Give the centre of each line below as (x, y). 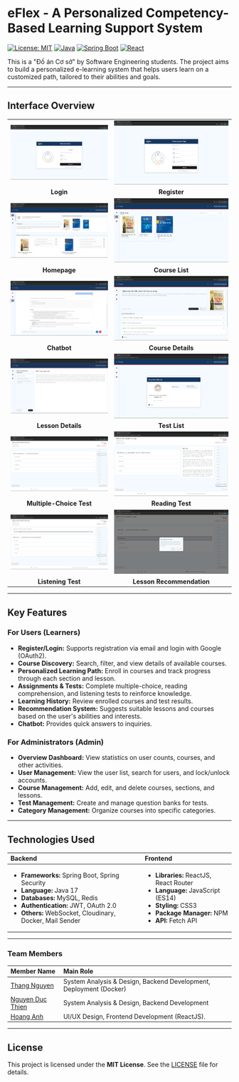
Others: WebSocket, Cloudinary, (68, 913)
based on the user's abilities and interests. (80, 716)
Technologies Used (51, 839)
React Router (174, 882)
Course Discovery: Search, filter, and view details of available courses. (122, 663)
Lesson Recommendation (171, 582)
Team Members (35, 954)
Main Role (78, 971)
